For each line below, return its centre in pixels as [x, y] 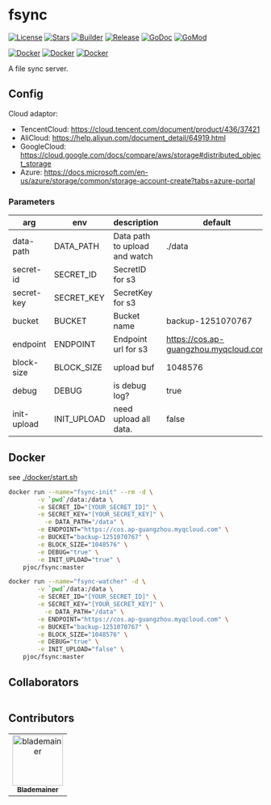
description [136, 222]
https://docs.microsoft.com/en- [96, 172]
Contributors [42, 718]
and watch [133, 256]
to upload [131, 247]
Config [26, 94]
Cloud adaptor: [33, 113]
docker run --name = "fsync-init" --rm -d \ [81, 492]
